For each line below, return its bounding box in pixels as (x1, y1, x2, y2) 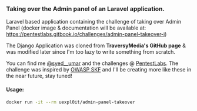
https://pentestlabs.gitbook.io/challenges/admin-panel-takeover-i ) (6, 31, 167, 38)
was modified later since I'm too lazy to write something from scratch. (6, 48, 175, 56)
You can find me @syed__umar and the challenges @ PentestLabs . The (6, 60, 179, 67)
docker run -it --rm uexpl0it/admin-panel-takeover (6, 99, 135, 105)
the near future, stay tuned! (6, 73, 72, 80)
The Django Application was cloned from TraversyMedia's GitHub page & (6, 42, 186, 49)
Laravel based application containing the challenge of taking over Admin (6, 18, 181, 25)
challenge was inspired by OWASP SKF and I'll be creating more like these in (6, 66, 192, 73)
